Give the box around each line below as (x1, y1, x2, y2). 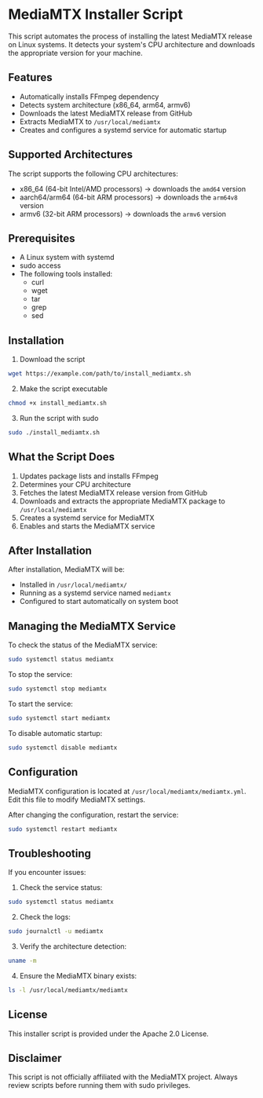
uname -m (8, 957, 37, 964)
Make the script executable (19, 384, 108, 393)
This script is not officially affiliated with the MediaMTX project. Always (8, 1072, 238, 1082)
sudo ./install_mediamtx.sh (8, 428, 100, 437)
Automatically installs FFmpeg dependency (19, 92, 159, 101)
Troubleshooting (8, 847, 92, 860)
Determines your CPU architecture (19, 479, 131, 489)
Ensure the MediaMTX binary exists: (19, 971, 137, 980)
